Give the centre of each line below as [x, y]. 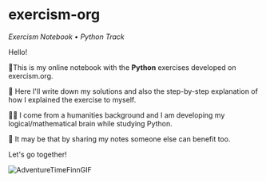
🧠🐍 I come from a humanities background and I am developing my [117, 115]
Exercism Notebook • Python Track [67, 37]
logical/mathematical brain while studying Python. [91, 123]
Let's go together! [38, 154]
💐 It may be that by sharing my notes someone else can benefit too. [119, 139]
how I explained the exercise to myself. [72, 99]
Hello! [18, 52]
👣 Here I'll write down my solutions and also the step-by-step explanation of [133, 91]
